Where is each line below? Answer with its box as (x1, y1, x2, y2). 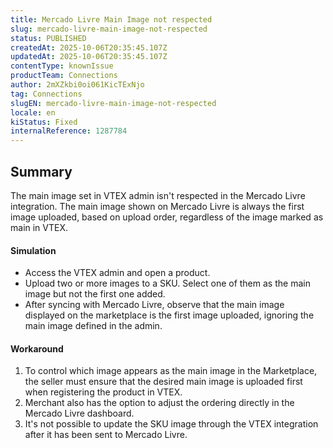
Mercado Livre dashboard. (24, 407, 135, 420)
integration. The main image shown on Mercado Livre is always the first (10, 200, 305, 212)
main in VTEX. (10, 221, 69, 233)
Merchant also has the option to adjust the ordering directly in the (24, 397, 295, 409)
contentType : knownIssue (10, 61, 114, 71)
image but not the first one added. (24, 288, 166, 300)
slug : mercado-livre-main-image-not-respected (10, 24, 208, 34)
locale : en (10, 107, 56, 118)
